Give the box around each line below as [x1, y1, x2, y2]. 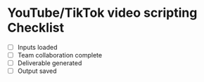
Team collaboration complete [17, 51, 103, 59]
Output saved [17, 67, 58, 75]
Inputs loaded [17, 43, 58, 51]
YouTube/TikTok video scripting [7, 5, 198, 21]
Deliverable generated [17, 59, 82, 67]
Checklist [7, 20, 65, 36]
